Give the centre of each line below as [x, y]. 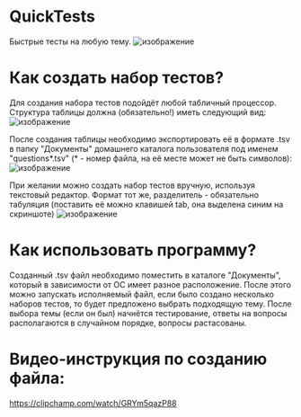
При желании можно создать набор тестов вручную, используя [133, 185]
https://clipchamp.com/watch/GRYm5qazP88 [93, 403]
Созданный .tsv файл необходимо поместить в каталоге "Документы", [145, 275]
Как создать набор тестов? [117, 78]
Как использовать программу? [133, 250]
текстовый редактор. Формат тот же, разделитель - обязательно [134, 194]
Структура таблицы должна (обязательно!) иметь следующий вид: [138, 112]
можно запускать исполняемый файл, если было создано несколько [142, 294]
